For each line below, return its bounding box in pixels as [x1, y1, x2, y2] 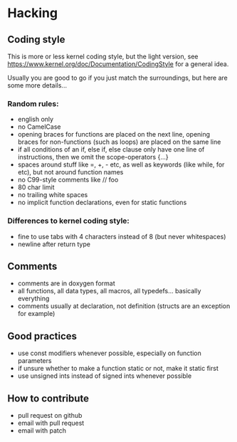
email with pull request [17, 419, 85, 428]
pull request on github [17, 411, 83, 420]
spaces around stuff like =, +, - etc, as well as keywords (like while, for [17, 160, 225, 169]
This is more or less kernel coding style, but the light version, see [7, 52, 199, 60]
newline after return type [17, 240, 91, 248]
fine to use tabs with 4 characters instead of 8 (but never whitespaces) [17, 232, 226, 241]
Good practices [7, 330, 77, 342]
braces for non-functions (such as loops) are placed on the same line [17, 137, 221, 147]
